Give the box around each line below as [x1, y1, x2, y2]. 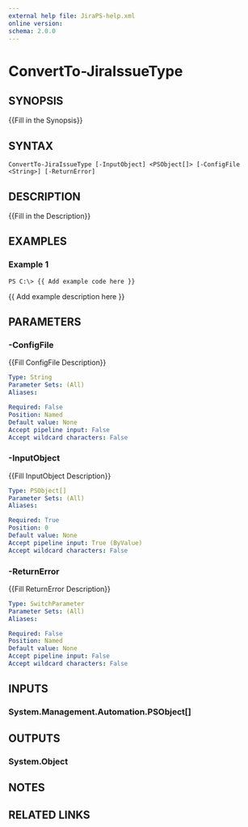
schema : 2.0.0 [8, 27, 57, 35]
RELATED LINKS [8, 808, 90, 822]
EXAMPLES [8, 234, 67, 248]
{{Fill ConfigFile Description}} [8, 358, 107, 367]
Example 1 [8, 259, 49, 270]
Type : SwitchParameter [8, 599, 85, 608]
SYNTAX [8, 139, 54, 152]
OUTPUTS [8, 731, 61, 745]
